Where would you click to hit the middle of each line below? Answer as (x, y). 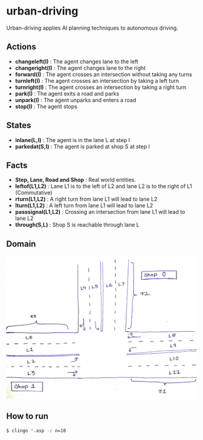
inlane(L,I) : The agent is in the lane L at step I (72, 140)
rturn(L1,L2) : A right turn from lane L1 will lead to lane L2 (86, 199)
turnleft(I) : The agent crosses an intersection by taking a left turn (97, 80)
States (19, 125)
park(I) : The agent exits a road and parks (67, 93)
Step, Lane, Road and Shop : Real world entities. (75, 180)
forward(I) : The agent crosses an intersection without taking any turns (103, 74)
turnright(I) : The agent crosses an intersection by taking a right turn (101, 87)
